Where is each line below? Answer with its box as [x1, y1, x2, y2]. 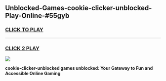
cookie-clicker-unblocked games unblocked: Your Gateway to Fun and [5, 65, 153, 71]
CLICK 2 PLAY [5, 45, 40, 52]
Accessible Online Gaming [5, 70, 61, 76]
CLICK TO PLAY [5, 27, 43, 33]
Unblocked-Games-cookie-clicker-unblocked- [5, 4, 152, 12]
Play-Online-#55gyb [5, 12, 70, 20]
